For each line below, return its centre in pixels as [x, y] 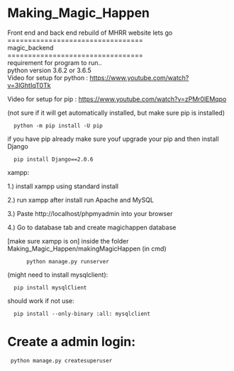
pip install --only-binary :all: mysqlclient [82, 314]
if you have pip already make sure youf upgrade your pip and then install [113, 139]
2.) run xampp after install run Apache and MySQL [81, 200]
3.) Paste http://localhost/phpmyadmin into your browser [90, 213]
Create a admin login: [72, 342]
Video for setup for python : [48, 78]
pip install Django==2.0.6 [54, 159]
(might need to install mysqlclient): [58, 275]
